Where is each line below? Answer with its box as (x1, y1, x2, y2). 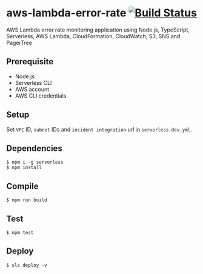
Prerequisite (6, 56, 54, 67)
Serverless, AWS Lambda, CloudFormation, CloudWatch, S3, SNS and (6, 32, 181, 39)
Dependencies (6, 143, 62, 153)
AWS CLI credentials (15, 92, 67, 99)
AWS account (15, 85, 50, 93)
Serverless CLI (15, 79, 52, 86)
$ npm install (6, 164, 42, 171)
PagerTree (6, 39, 32, 46)
